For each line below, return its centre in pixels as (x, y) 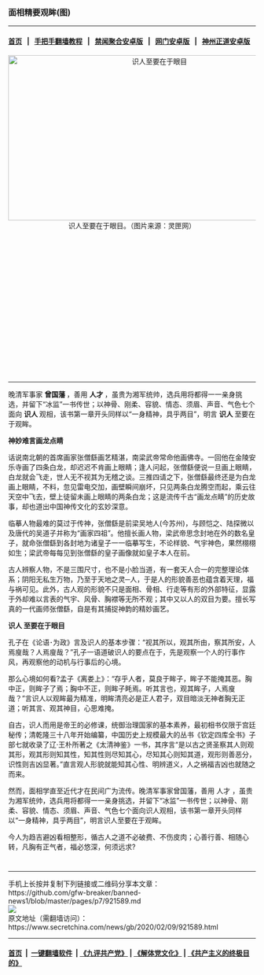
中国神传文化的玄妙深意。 (90, 506)
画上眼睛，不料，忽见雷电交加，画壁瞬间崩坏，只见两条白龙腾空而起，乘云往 (132, 486)
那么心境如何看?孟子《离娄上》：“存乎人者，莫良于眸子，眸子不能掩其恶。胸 (130, 678)
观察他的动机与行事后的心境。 (77, 662)
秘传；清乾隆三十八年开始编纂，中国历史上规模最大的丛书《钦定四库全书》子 (132, 734)
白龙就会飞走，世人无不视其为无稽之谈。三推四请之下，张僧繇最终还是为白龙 (132, 477)
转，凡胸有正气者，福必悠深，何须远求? (72, 847)
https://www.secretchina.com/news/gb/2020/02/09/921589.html (113, 927)
